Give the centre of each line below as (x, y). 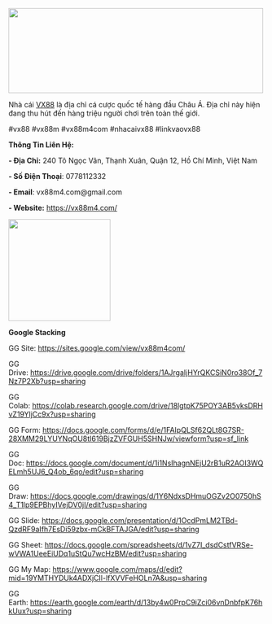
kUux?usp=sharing (40, 611)
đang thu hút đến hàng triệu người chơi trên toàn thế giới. (104, 113)
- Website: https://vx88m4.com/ (63, 208)
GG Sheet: (26, 545)
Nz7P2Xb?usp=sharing (47, 381)
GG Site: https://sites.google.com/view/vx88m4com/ (97, 348)
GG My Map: (30, 569)
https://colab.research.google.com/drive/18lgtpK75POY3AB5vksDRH (147, 406)
